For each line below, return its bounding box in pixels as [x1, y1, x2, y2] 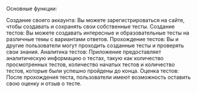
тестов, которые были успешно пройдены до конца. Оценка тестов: [6, 67, 179, 74]
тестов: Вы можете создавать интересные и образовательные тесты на [6, 29, 190, 36]
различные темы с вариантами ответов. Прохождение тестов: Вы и [6, 36, 179, 42]
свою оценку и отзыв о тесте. [6, 80, 82, 87]
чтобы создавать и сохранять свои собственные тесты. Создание [6, 23, 175, 30]
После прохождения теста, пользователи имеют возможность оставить [6, 74, 191, 80]
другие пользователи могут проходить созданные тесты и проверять [6, 42, 184, 49]
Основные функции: [6, 5, 57, 12]
